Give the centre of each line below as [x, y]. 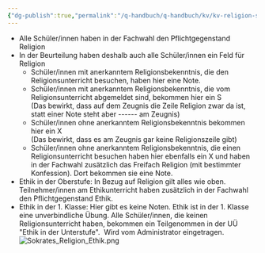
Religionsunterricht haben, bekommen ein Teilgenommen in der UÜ [128, 224]
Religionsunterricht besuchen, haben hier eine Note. [115, 80]
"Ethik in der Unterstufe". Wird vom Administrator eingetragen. [121, 232]
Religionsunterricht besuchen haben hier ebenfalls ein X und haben [140, 156]
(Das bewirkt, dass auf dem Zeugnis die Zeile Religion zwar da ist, [138, 105]
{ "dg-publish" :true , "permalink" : [62, 15]
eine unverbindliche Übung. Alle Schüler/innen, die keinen [113, 215]
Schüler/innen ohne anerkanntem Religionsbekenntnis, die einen [136, 148]
